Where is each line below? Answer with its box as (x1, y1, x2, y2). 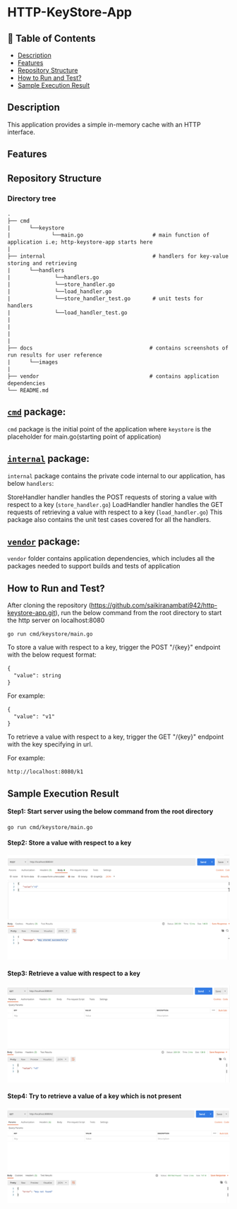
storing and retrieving (7, 259, 78, 267)
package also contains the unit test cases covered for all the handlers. (7, 515, 212, 523)
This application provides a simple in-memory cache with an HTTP (7, 120, 201, 129)
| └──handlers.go (7, 273, 99, 281)
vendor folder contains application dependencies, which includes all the (7, 554, 215, 563)
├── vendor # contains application (7, 372, 219, 380)
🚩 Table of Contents (7, 32, 96, 44)
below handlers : (7, 479, 54, 487)
